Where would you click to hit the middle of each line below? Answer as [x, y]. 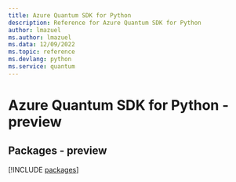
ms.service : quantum [42, 67]
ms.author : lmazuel [40, 37]
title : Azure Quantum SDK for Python [70, 15]
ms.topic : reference [42, 52]
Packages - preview [58, 151]
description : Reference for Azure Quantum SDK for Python [105, 23]
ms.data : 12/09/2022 [42, 45]
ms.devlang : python [40, 60]
